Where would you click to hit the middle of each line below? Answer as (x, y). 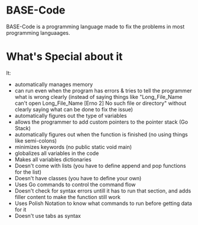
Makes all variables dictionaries (53, 159)
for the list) (28, 172)
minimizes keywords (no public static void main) (73, 147)
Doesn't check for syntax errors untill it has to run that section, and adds (103, 191)
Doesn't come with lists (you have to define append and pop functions (100, 166)
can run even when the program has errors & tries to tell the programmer (103, 90)
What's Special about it (64, 57)
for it (20, 209)
